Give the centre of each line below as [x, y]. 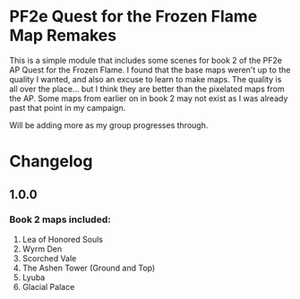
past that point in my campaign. [68, 107]
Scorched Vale [49, 258]
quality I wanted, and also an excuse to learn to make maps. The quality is [146, 79]
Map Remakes [63, 35]
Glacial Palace [48, 286]
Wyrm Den [42, 249]
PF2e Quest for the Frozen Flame [133, 17]
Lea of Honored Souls [62, 239]
